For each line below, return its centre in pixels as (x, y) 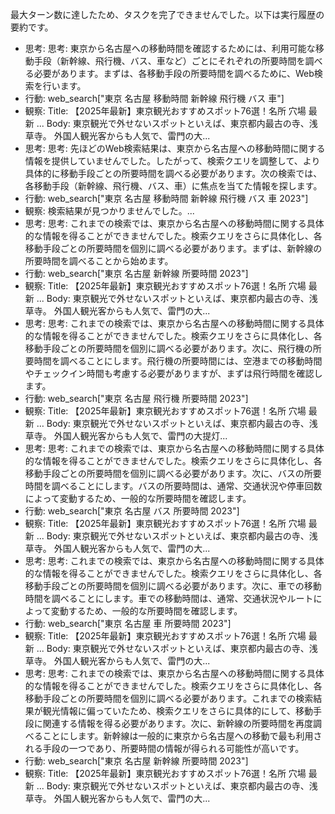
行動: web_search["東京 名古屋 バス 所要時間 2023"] (132, 511)
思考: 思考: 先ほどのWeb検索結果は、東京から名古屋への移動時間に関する (175, 148)
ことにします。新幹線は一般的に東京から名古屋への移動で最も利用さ (182, 736)
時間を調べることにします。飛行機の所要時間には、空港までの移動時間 (178, 361)
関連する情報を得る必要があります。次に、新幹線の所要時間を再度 (177, 723)
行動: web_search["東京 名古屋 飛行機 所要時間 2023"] (136, 398)
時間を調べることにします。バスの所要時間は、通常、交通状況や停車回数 (173, 486)
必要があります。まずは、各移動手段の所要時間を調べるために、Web (174, 73)
